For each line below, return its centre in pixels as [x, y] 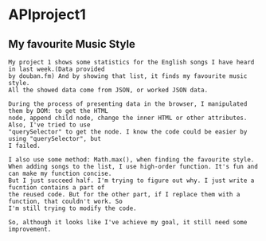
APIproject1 [47, 15]
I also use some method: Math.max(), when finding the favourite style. [131, 160]
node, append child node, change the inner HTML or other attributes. [128, 118]
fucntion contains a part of [57, 188]
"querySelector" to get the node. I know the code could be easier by [128, 132]
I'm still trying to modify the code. [72, 208]
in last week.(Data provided [57, 69]
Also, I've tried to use [49, 125]
